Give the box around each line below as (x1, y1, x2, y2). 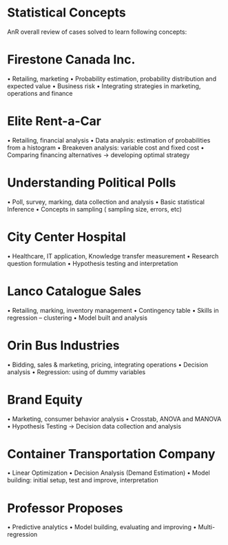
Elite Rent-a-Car (7, 114, 102, 129)
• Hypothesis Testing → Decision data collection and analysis (7, 422, 181, 430)
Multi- (198, 523, 216, 531)
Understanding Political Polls (7, 175, 176, 190)
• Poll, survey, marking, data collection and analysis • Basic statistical (7, 198, 205, 206)
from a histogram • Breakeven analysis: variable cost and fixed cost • (7, 143, 205, 152)
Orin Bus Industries (7, 338, 120, 353)
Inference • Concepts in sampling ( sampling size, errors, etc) (7, 205, 183, 213)
